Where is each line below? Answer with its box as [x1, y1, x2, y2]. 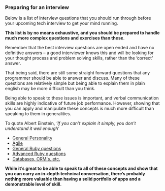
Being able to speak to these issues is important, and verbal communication [5, 95, 159, 101]
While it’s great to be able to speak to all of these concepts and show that [5, 165, 158, 171]
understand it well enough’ [5, 126, 60, 131]
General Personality [12, 135, 53, 141]
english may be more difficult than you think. [5, 86, 96, 92]
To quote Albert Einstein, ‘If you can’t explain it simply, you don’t [5, 120, 136, 127]
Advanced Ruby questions [12, 151, 66, 157]
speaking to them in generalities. [5, 111, 71, 117]
